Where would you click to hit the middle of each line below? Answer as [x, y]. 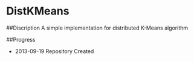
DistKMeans [38, 11]
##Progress [21, 39]
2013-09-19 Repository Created [54, 51]
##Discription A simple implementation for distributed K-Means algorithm [97, 28]
